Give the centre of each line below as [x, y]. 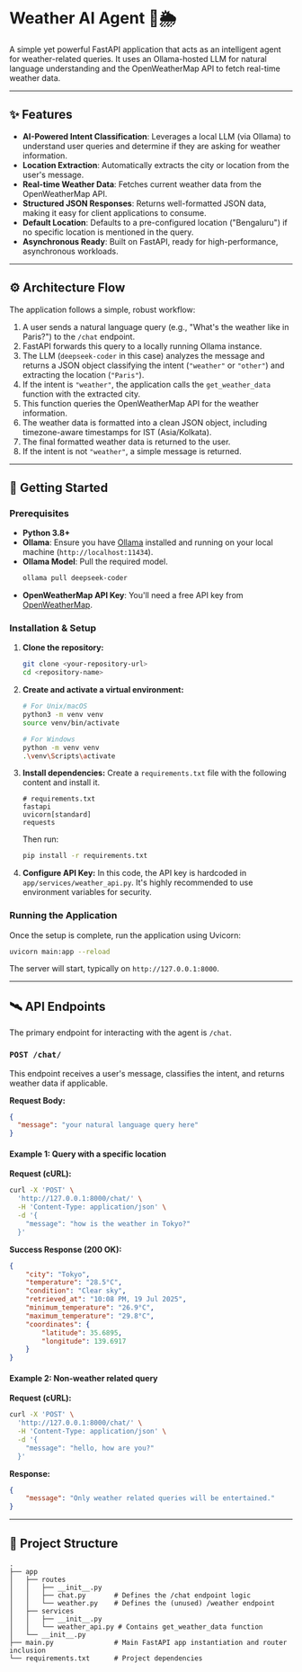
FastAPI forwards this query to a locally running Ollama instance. [142, 346]
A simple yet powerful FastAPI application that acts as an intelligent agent [145, 49]
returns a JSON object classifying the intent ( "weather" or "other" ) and [153, 365]
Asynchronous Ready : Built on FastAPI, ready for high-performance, [150, 241]
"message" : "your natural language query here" [108, 1125]
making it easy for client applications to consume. [114, 212]
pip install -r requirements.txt [85, 856]
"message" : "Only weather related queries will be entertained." [151, 1498]
